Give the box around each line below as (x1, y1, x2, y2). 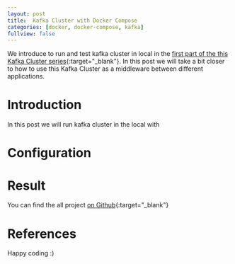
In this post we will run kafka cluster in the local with (7, 120, 160, 129)
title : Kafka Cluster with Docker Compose (7, 17, 138, 24)
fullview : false (7, 30, 55, 38)
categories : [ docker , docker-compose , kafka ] (7, 23, 144, 30)
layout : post (7, 10, 46, 18)
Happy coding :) (7, 249, 55, 258)
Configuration (7, 145, 92, 161)
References (7, 226, 76, 241)
